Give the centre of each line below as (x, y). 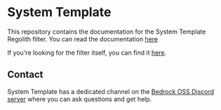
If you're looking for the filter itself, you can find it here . (87, 53)
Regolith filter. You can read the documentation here (83, 39)
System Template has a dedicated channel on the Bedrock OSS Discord (111, 91)
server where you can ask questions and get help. (80, 99)
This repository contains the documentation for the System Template (107, 32)
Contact (25, 75)
